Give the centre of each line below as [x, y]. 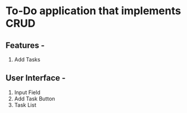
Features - [25, 45]
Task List [25, 105]
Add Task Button [35, 98]
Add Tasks [27, 59]
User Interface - [36, 78]
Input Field [27, 92]
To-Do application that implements [93, 11]
